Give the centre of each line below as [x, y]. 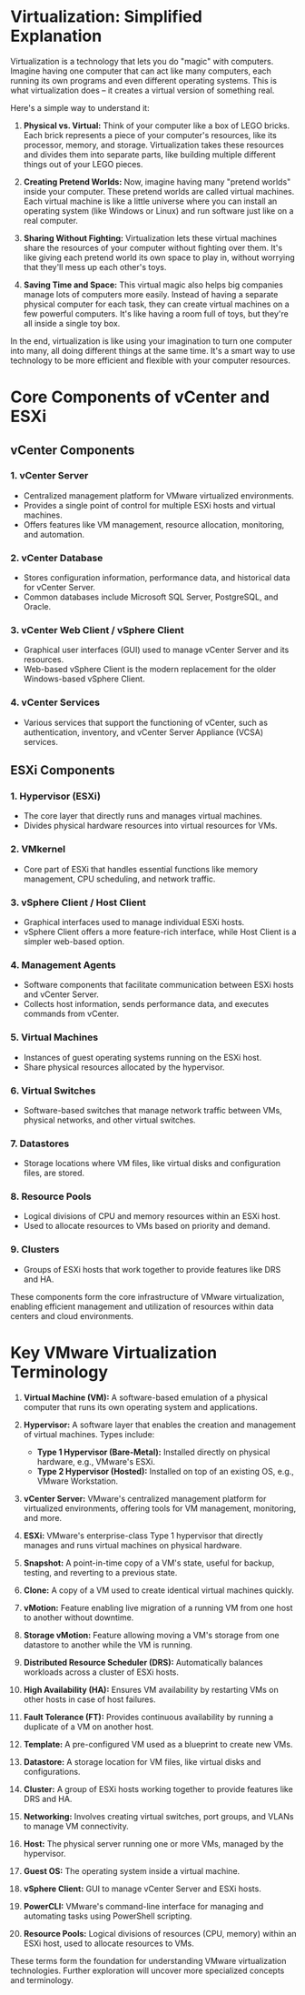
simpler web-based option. [74, 941]
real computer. [50, 220]
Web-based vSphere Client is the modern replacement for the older [149, 670]
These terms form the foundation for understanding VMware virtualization [148, 1960]
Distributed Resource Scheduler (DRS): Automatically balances [143, 1662]
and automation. [54, 534]
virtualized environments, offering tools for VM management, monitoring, [160, 1508]
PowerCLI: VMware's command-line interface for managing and [143, 1906]
